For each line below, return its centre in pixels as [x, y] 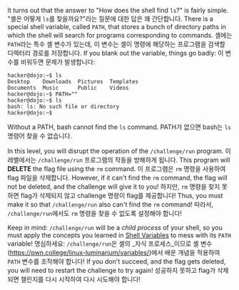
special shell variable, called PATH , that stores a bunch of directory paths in [117, 27]
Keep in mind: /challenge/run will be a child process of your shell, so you [115, 228]
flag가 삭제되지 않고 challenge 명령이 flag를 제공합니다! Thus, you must [122, 196]
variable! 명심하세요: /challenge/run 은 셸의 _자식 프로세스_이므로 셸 [103, 244]
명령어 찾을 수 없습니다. [40, 136]
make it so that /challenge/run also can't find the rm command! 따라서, [111, 204]
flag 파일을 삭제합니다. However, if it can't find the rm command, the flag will [117, 178]
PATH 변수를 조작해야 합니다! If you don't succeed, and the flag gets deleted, [117, 261]
